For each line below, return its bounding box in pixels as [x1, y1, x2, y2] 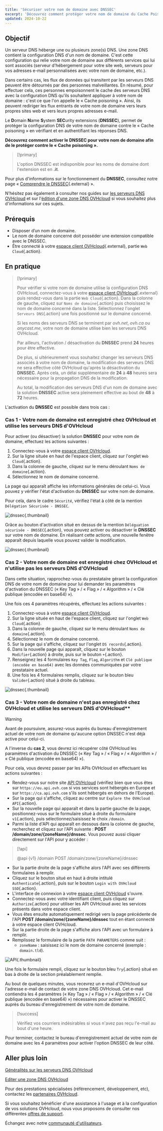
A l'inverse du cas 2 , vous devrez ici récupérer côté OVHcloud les [5, 745, 137, 751]
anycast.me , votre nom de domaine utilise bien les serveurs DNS [16, 325, 147, 331]
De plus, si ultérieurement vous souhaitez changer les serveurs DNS [16, 354, 154, 360]
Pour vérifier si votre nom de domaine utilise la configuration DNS [16, 285, 148, 291]
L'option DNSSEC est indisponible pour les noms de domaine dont [16, 161, 149, 167]
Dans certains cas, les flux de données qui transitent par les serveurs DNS [5, 77, 154, 83]
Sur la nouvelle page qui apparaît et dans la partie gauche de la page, [12, 805, 151, 811]
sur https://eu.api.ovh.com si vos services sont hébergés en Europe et [12, 784, 155, 790]
